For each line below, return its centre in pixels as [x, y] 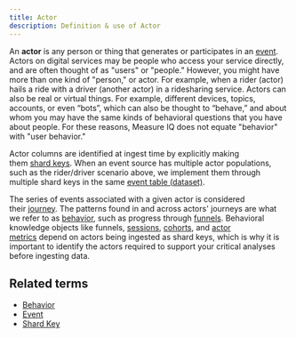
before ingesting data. [50, 255]
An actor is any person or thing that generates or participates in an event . [144, 51]
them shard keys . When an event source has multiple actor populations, [140, 163]
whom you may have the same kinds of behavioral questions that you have [146, 117]
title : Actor [33, 17]
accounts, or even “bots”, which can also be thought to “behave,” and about [148, 108]
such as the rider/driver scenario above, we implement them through [135, 172]
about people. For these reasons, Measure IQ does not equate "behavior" [144, 126]
